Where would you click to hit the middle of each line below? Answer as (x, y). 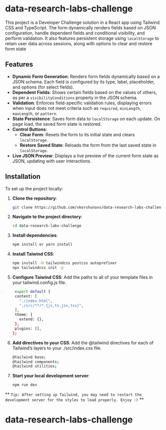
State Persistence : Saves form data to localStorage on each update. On (86, 119)
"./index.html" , (36, 301)
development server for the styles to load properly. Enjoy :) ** (75, 400)
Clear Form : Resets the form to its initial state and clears (77, 134)
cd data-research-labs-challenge (47, 226)
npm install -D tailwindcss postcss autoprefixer (65, 263)
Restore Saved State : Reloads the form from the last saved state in (88, 145)
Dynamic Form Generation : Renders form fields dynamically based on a (86, 76)
